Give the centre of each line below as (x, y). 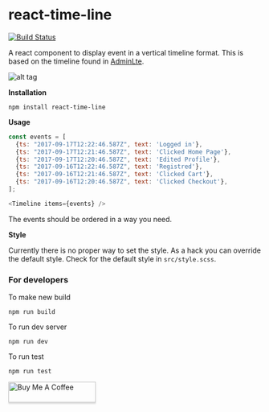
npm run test (30, 372)
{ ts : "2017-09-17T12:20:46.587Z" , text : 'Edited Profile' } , (118, 159)
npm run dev (28, 342)
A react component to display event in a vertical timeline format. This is (126, 52)
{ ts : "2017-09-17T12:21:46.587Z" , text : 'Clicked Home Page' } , (123, 152)
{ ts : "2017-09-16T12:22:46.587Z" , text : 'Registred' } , (109, 167)
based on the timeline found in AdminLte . (76, 61)
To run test (26, 356)
